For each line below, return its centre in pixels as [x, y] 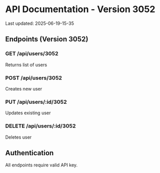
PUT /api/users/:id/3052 [36, 102]
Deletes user [18, 137]
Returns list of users [26, 65]
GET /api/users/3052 [32, 54]
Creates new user [24, 89]
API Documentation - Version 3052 [80, 9]
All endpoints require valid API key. [42, 165]
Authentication [30, 153]
